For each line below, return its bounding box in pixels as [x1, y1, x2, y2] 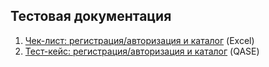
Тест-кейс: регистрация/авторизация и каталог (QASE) [24, 45, 260, 57]
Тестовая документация [10, 8, 172, 25]
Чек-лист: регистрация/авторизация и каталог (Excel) [24, 34, 255, 46]
